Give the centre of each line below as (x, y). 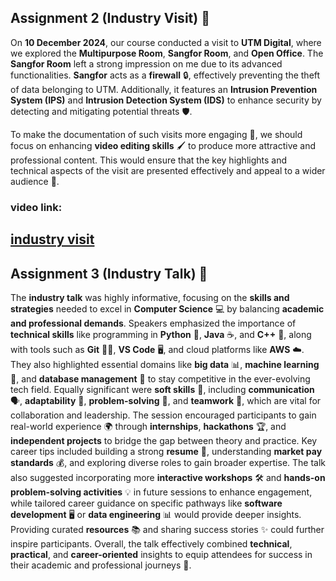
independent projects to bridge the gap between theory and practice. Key (164, 440)
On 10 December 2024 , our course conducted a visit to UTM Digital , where (166, 42)
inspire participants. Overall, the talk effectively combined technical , (151, 543)
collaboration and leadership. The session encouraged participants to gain (163, 415)
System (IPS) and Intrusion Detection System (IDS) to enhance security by (166, 100)
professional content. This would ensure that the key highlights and (149, 160)
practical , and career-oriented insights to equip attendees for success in (161, 554)
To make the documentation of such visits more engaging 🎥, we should (156, 134)
